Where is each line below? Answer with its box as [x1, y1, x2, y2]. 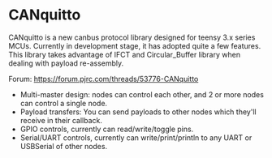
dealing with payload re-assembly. [8, 58, 124, 68]
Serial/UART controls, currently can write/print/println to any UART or [19, 132, 253, 143]
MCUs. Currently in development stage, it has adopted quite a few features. [8, 41, 261, 50]
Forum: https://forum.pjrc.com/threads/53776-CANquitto [8, 74, 199, 83]
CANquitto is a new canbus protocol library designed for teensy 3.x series [8, 32, 256, 42]
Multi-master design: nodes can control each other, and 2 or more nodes [19, 89, 264, 99]
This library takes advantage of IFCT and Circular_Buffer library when [8, 49, 241, 59]
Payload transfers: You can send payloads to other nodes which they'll [19, 107, 257, 117]
